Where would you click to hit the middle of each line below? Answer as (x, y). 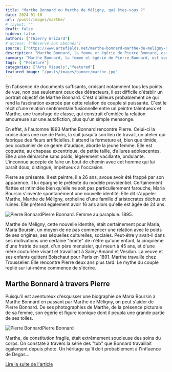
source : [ (16, 48)
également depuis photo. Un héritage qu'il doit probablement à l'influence (83, 348)
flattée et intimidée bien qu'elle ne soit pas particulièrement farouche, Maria (85, 188)
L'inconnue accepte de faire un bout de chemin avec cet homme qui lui (80, 162)
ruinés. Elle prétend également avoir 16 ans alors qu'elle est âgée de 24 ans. (86, 204)
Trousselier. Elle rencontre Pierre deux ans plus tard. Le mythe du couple (82, 262)
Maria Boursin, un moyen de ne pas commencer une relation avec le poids (84, 230)
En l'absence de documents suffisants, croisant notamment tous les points (84, 87)
